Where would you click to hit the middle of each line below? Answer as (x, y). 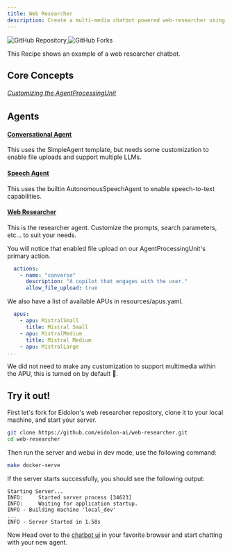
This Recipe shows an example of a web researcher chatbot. (94, 54)
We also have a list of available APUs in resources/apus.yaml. (95, 301)
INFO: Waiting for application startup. (73, 503)
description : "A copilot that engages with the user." (107, 282)
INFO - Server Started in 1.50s (54, 522)
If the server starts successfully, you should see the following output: (106, 478)
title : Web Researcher (40, 14)
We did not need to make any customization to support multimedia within (112, 366)
